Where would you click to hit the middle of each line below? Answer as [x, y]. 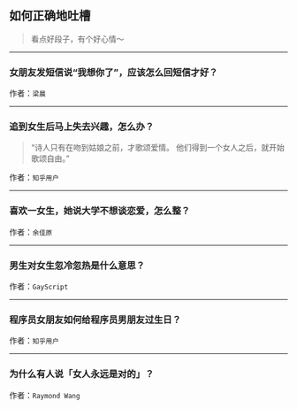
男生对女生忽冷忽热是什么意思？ [77, 266]
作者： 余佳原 [31, 232]
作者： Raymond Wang [45, 395]
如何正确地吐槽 [50, 16]
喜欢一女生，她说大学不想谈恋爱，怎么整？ [100, 211]
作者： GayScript [39, 286]
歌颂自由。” [50, 158]
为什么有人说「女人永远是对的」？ [82, 374]
